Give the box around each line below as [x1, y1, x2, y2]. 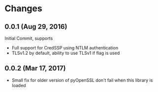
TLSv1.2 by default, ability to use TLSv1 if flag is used [11, 50, 120, 56]
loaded [11, 82, 26, 88]
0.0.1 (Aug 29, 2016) [4, 23, 67, 31]
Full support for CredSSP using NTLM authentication [11, 45, 119, 50]
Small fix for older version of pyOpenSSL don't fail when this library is [11, 77, 153, 83]
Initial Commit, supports [4, 35, 53, 41]
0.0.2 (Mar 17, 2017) [4, 64, 66, 72]
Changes [4, 3, 42, 14]
